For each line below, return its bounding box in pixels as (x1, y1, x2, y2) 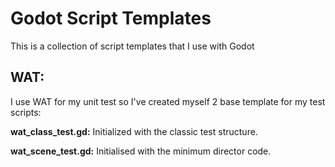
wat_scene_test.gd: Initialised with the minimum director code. (10, 145, 272, 157)
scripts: (10, 106, 42, 118)
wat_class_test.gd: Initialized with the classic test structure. (10, 125, 258, 137)
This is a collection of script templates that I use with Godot (10, 40, 255, 52)
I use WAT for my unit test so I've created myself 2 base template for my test (10, 95, 326, 107)
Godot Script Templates (10, 7, 212, 30)
